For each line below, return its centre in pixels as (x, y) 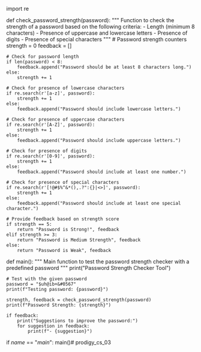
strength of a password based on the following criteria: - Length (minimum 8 (100, 27)
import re (17, 9)
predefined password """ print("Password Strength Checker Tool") (88, 268)
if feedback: (22, 315)
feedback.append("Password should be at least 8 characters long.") (104, 67)
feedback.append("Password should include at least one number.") (102, 172)
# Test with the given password (46, 279)
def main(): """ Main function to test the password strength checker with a (98, 262)
